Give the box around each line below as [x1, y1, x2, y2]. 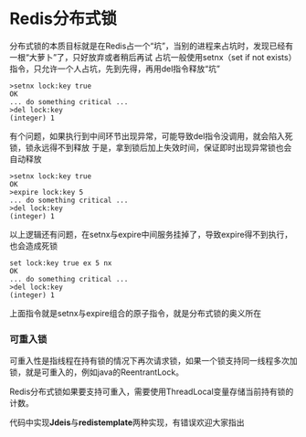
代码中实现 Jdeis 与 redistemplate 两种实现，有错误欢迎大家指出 [9, 417, 245, 428]
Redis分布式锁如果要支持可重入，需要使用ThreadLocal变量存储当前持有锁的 [9, 386, 294, 398]
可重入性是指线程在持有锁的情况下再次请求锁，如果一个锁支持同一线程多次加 [9, 356, 298, 367]
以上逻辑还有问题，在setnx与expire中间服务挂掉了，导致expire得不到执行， [9, 229, 293, 240]
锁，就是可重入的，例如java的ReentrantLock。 [9, 367, 185, 378]
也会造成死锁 [9, 240, 58, 251]
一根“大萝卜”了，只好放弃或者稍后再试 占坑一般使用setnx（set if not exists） [9, 51, 297, 62]
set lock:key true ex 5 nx [9, 258, 112, 268]
